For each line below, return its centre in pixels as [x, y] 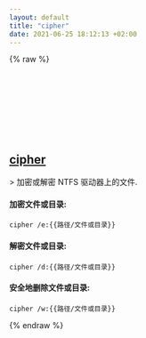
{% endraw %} [36, 325]
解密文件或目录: [38, 245]
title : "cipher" [39, 26]
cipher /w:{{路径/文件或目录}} [62, 309]
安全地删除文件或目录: [50, 288]
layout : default [39, 17]
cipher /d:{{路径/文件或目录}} [62, 267]
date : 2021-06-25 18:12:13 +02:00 [73, 34]
